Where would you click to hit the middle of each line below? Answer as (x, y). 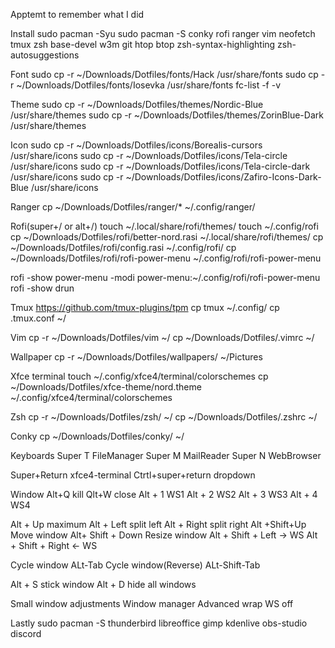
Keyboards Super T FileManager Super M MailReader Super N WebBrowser (166, 455)
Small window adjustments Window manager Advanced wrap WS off (152, 603)
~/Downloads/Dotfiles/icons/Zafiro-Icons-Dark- (223, 177)
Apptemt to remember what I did (77, 14)
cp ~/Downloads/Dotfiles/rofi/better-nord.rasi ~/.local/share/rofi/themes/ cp (167, 237)
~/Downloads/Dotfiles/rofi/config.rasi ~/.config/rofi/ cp (123, 247)
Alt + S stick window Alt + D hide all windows (103, 584)
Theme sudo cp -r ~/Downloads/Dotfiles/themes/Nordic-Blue (137, 104)
